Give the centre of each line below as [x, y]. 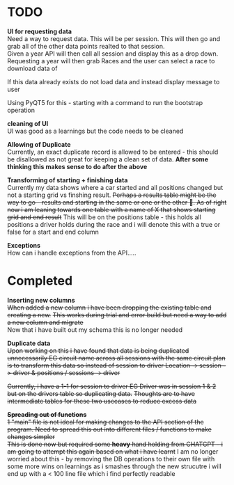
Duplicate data [29, 343]
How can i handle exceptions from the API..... [72, 253]
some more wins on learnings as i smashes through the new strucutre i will [114, 466]
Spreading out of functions [47, 414]
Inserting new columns [41, 300]
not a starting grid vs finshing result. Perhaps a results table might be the [112, 195]
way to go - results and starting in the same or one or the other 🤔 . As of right [117, 202]
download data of [32, 68]
